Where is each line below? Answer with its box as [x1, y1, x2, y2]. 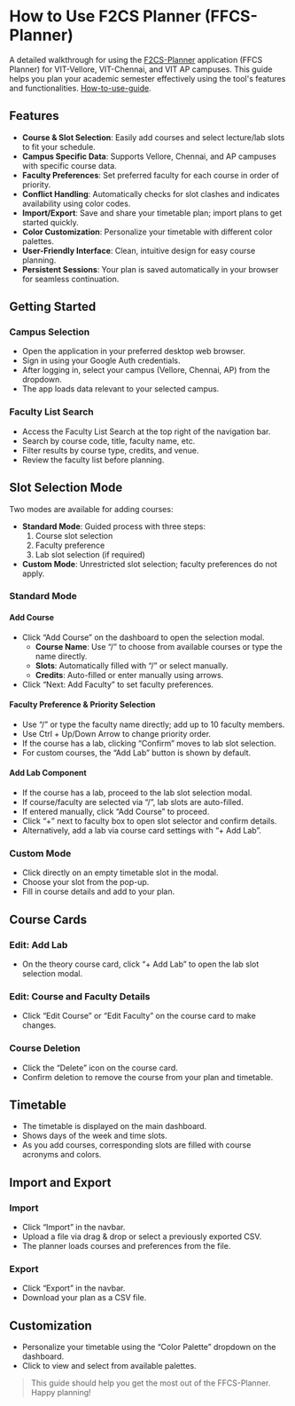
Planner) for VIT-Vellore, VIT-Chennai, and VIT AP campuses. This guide [9, 64, 273, 75]
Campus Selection [9, 326, 90, 338]
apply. [21, 568, 45, 579]
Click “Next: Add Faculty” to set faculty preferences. [21, 679, 214, 690]
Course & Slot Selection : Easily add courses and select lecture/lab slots [21, 131, 285, 143]
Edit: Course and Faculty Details [9, 990, 151, 1002]
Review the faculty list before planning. [21, 454, 165, 465]
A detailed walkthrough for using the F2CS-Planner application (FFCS [9, 54, 263, 65]
